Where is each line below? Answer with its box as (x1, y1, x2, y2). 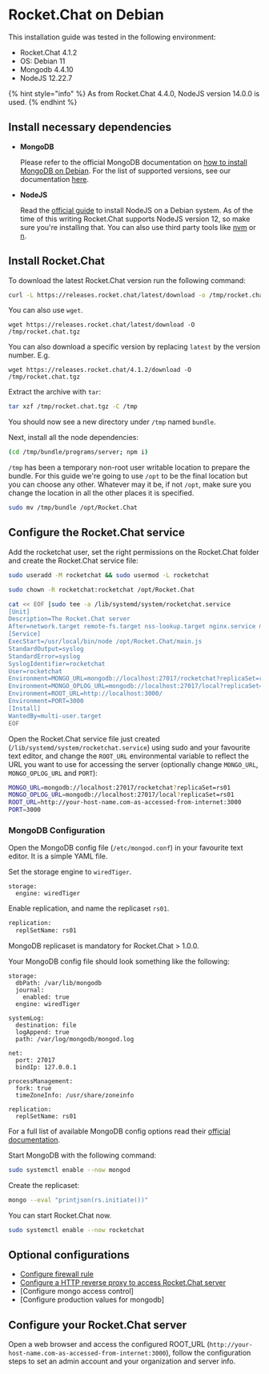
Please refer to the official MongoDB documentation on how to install (19, 157, 248, 167)
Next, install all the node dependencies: (8, 433, 139, 443)
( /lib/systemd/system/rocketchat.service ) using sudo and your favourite (8, 742, 251, 752)
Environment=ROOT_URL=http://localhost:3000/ (8, 689, 163, 698)
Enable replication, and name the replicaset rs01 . (8, 903, 170, 913)
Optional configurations (8, 1248, 130, 1262)
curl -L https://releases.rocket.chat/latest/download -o (8, 291, 206, 299)
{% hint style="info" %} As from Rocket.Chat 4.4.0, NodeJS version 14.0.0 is (8, 88, 260, 98)
